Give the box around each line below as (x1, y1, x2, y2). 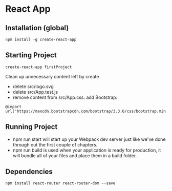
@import (5, 104, 22, 109)
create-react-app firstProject (5, 65, 72, 70)
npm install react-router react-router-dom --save (5, 181, 116, 186)
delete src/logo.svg (12, 83, 54, 90)
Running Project (5, 122, 58, 131)
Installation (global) (5, 24, 69, 32)
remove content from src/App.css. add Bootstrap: (12, 94, 118, 100)
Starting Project (5, 51, 57, 59)
